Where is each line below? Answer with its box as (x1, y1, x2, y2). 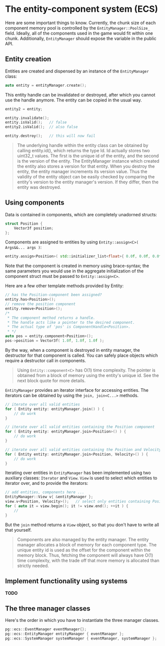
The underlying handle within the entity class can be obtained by (17, 142, 149, 148)
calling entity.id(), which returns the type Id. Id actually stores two (17, 148, 150, 153)
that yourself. (5, 527, 32, 533)
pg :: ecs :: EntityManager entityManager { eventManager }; (5, 632, 124, 637)
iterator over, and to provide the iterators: (5, 480, 88, 486)
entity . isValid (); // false (5, 120, 67, 125)
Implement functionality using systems (5, 577, 128, 585)
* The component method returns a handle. (7, 315, 96, 320)
